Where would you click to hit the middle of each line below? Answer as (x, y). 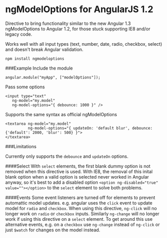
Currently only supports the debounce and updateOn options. (67, 156)
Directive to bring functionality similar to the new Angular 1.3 (68, 23)
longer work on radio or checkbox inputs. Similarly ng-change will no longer (82, 214)
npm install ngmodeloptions (35, 59)
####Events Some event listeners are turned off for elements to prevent (80, 197)
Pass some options (25, 87)
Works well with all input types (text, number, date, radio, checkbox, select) (84, 44)
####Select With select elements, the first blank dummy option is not (78, 166)
